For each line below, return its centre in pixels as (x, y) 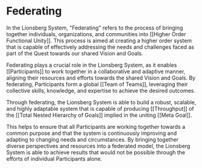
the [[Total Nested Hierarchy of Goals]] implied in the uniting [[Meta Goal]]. (99, 115)
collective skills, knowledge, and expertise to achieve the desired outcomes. (101, 90)
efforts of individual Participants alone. (54, 158)
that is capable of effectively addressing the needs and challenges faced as (100, 47)
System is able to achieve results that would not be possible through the (96, 152)
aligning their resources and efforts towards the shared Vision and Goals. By (101, 78)
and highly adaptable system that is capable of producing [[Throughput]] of (100, 108)
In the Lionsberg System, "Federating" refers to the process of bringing (95, 28)
